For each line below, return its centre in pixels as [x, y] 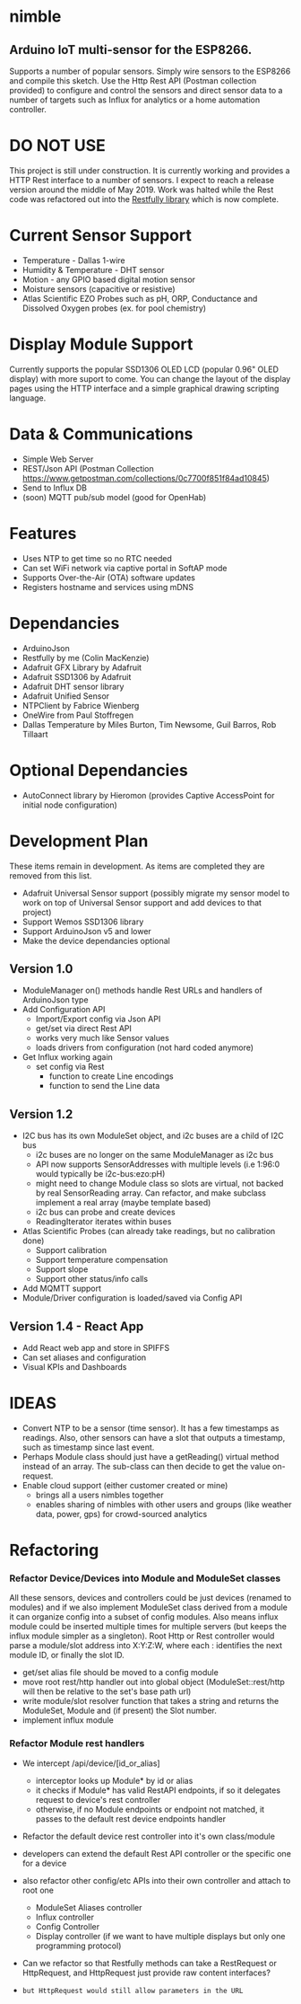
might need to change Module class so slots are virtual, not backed [159, 1184]
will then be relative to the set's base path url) [107, 1691]
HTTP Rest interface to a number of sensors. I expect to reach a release [142, 180]
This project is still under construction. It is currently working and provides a [150, 170]
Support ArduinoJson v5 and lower [87, 931]
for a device [44, 1863]
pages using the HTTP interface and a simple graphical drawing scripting [144, 388]
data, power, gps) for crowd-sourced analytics [121, 1514]
